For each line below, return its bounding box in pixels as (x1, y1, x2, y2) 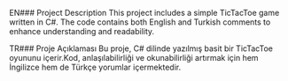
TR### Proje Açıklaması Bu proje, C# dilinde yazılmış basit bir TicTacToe (9, 43, 273, 54)
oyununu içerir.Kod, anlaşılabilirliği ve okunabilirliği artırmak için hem (9, 53, 259, 63)
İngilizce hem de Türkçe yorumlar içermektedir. (9, 62, 182, 72)
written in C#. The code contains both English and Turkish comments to (9, 17, 271, 27)
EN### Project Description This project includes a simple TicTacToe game (9, 8, 280, 18)
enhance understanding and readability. (9, 26, 155, 36)
